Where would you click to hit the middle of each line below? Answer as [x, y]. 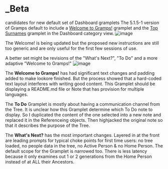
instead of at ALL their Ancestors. [40, 161]
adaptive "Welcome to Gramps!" [38, 63]
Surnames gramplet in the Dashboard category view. [60, 33]
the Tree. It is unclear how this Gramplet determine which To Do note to [79, 109]
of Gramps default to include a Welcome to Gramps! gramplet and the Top [81, 28]
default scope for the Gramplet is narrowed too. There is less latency [76, 151]
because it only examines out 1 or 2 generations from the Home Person [78, 156]
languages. [17, 94]
